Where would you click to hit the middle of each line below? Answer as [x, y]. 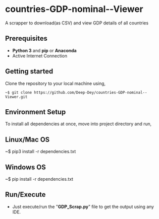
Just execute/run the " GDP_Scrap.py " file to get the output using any [83, 207]
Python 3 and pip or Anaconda [44, 50]
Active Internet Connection [40, 56]
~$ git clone [19, 92]
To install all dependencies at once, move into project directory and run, [79, 124]
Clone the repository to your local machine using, [55, 83]
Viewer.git [16, 97]
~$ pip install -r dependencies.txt [39, 179]
